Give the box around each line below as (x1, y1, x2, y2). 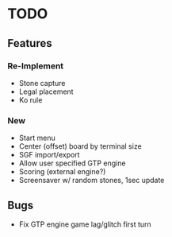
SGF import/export (18, 150, 80, 160)
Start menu (18, 133, 56, 143)
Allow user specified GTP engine (18, 158, 126, 168)
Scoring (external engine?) (18, 167, 106, 177)
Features (7, 37, 52, 50)
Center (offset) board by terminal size (18, 142, 142, 151)
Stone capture (18, 78, 66, 87)
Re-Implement (7, 60, 64, 72)
